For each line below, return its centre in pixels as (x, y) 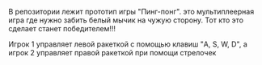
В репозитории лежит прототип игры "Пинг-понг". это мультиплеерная (131, 12)
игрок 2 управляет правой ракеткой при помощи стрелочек (112, 53)
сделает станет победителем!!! (62, 28)
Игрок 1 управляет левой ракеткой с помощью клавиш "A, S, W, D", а (128, 44)
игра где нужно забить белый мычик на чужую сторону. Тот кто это (126, 20)
